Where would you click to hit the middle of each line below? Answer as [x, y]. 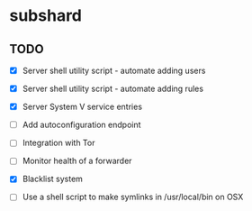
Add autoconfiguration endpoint [81, 125]
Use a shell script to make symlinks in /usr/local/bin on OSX [133, 197]
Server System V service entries [82, 107]
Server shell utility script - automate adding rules [113, 89]
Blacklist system [53, 179]
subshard [46, 16]
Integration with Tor [58, 143]
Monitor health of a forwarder [77, 161]
